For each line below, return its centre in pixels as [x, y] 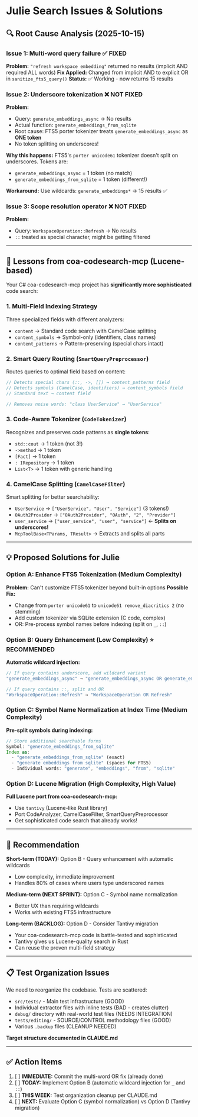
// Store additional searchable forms [54, 741]
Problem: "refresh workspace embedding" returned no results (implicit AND [97, 66]
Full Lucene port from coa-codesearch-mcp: [62, 796]
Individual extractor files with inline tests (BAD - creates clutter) [92, 1008]
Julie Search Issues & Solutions [85, 11]
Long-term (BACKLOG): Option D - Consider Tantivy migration [82, 924]
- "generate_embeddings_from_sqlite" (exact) [68, 758]
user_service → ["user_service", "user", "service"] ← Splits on [95, 521]
